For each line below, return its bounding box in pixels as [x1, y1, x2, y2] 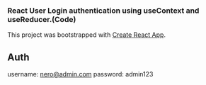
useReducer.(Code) [7, 14, 76, 24]
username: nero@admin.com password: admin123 [7, 70, 154, 79]
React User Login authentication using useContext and [7, 6, 200, 16]
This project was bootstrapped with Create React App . [7, 30, 166, 39]
